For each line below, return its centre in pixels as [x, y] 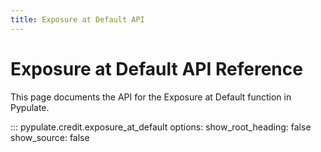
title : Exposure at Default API [77, 19]
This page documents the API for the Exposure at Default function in [151, 97]
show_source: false [50, 137]
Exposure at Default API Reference [156, 68]
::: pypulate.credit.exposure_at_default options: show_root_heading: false [161, 127]
